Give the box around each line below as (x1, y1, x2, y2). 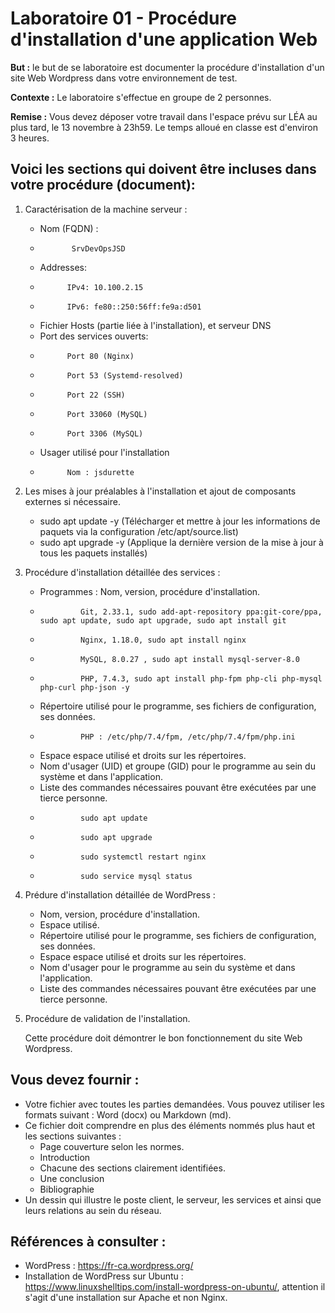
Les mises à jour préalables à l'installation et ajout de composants (24, 485, 297, 497)
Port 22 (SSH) (66, 390, 126, 400)
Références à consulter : (10, 1233, 167, 1250)
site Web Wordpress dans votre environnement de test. (10, 72, 238, 84)
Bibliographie (39, 1183, 95, 1195)
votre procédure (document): (10, 177, 196, 194)
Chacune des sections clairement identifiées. (39, 1162, 226, 1174)
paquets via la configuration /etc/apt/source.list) (39, 525, 239, 537)
